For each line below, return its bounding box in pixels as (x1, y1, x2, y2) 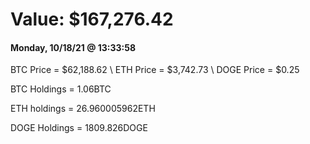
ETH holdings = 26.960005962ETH (10, 103, 156, 115)
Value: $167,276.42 (10, 8, 174, 31)
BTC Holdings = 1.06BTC (10, 83, 112, 95)
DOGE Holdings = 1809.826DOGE (10, 122, 148, 134)
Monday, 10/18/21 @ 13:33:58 (10, 41, 137, 53)
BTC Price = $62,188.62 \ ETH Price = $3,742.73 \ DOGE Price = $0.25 (10, 64, 300, 76)
